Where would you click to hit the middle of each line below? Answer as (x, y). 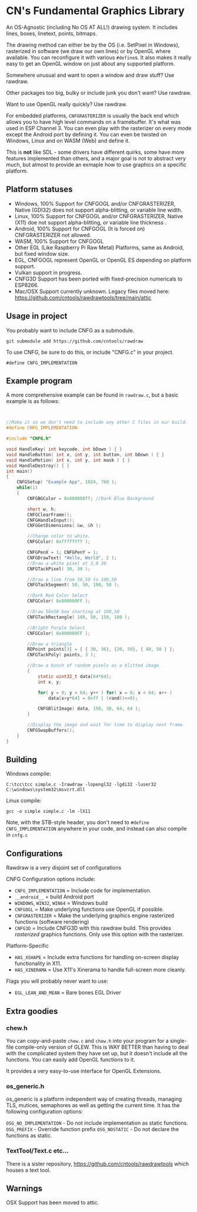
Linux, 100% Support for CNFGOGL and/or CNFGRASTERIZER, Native (99, 216)
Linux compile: (24, 801)
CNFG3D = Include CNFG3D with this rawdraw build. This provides (93, 928)
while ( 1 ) (27, 488)
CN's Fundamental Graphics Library (96, 11)
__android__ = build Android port (54, 897)
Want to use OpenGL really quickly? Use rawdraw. (67, 104)
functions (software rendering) (52, 922)
